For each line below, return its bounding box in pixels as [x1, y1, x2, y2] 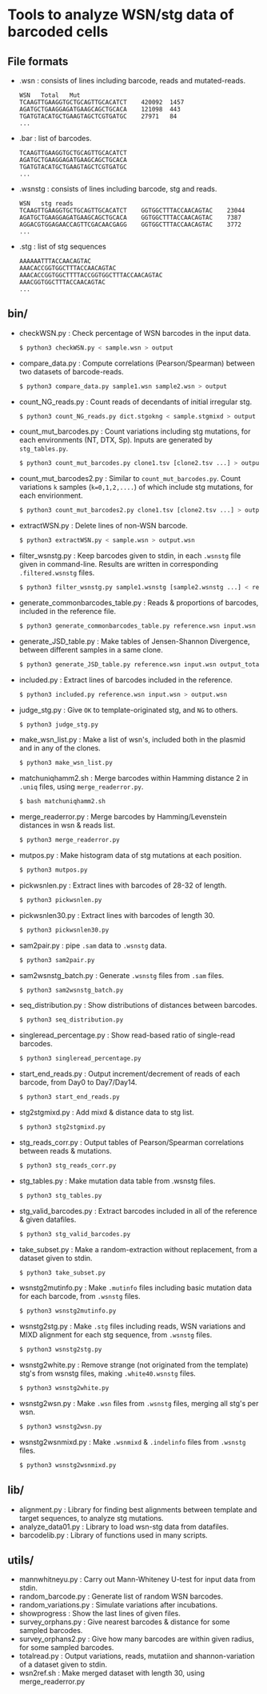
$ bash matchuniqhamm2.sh [18, 798, 106, 806]
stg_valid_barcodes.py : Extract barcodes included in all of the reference [18, 1206, 257, 1215]
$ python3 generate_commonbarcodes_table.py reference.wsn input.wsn [18, 621, 257, 630]
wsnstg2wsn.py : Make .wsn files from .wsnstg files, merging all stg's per [18, 1399, 259, 1409]
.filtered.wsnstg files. [18, 568, 95, 578]
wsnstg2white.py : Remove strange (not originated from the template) [18, 1360, 249, 1370]
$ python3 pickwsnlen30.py [18, 926, 110, 934]
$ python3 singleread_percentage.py [18, 1054, 141, 1063]
